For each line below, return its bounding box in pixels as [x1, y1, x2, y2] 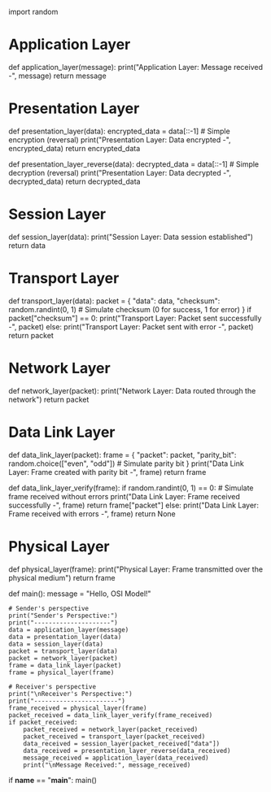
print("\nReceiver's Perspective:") [8, 690, 133, 698]
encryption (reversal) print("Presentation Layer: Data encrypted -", [8, 134, 231, 145]
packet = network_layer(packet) [8, 654, 118, 662]
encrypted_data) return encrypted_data [8, 143, 141, 153]
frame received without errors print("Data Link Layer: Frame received [8, 491, 240, 501]
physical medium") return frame [8, 572, 116, 582]
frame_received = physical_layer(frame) [8, 703, 148, 712]
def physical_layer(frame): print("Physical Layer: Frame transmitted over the [8, 564, 263, 574]
